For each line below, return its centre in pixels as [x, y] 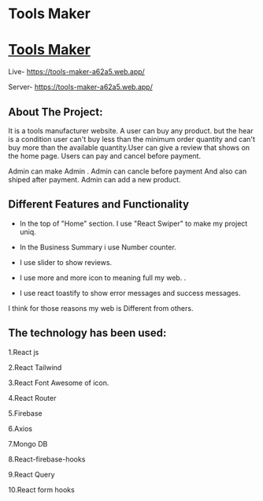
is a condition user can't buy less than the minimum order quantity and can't [132, 139]
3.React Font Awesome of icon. [59, 383]
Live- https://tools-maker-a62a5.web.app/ [77, 72]
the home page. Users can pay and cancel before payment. [105, 155]
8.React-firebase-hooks [47, 459]
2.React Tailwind [35, 367]
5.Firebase [25, 413]
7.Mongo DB [28, 443]
